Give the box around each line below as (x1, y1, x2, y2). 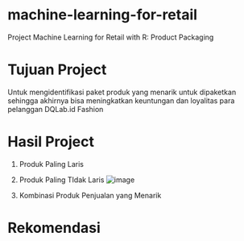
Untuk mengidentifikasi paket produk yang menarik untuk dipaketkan (7, 87, 237, 97)
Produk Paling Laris (19, 159, 84, 168)
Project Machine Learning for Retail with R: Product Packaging (7, 32, 214, 42)
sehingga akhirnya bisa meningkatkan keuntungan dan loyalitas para (7, 95, 235, 106)
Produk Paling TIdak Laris (19, 175, 105, 185)
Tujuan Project (7, 60, 107, 79)
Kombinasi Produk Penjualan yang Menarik (19, 190, 162, 200)
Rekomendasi (7, 219, 101, 237)
